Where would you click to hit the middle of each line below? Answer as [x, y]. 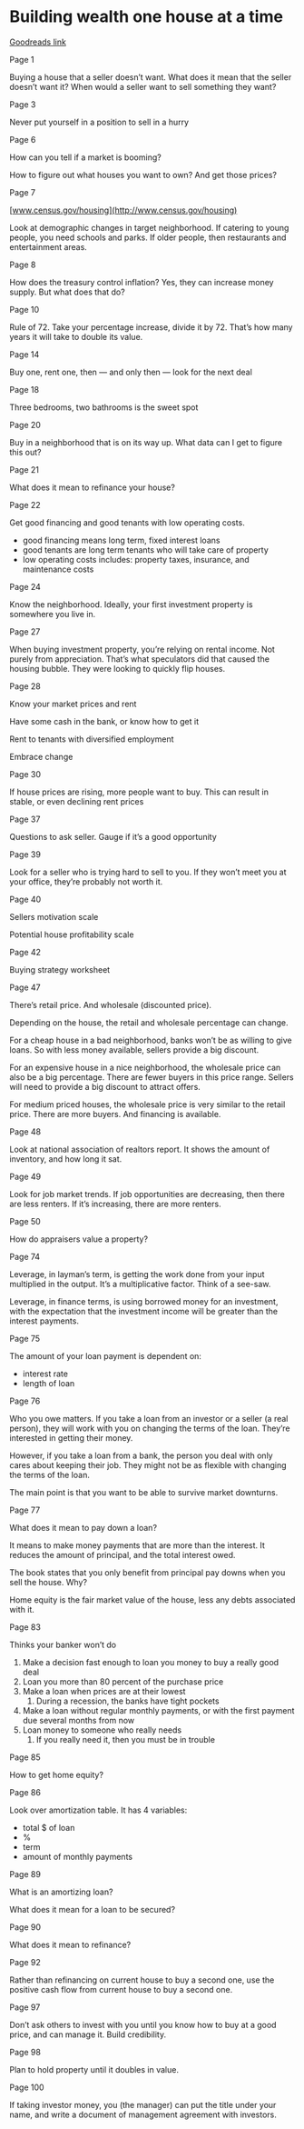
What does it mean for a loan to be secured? [92, 1909]
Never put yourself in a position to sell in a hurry [99, 122]
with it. [22, 1609]
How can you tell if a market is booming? [85, 157]
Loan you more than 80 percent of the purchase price [123, 1681]
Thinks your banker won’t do [63, 1644]
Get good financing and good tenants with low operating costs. [127, 522]
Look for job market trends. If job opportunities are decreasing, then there [147, 1194]
